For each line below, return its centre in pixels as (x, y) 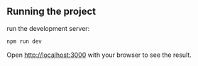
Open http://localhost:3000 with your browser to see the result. (99, 55)
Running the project (51, 12)
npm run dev (24, 41)
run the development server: (48, 28)
